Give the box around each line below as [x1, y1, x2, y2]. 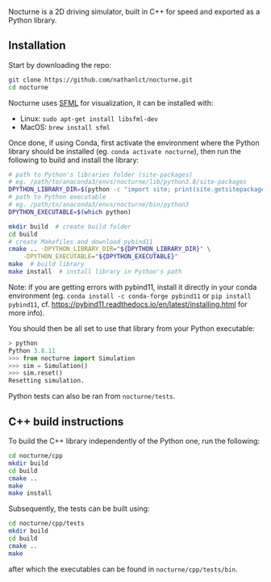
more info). [8, 308, 45, 317]
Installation [8, 39, 66, 52]
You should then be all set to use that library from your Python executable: [8, 323, 256, 333]
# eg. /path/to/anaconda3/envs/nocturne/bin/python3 [8, 201, 190, 209]
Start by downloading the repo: [8, 60, 111, 69]
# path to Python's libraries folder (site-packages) [8, 170, 194, 178]
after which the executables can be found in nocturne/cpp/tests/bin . [8, 564, 238, 574]
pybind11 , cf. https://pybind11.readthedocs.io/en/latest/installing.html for [8, 299, 248, 309]
